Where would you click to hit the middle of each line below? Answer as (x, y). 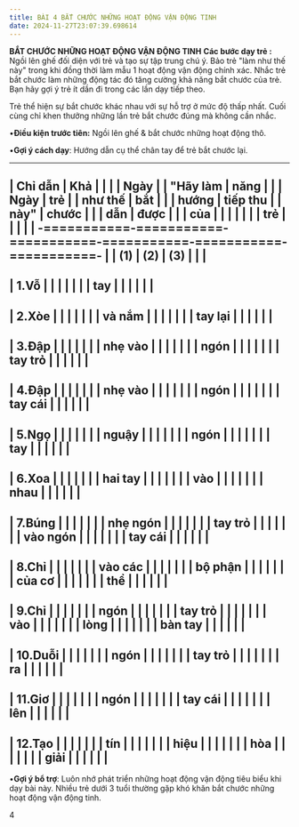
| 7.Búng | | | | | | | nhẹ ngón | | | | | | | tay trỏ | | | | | (148, 522)
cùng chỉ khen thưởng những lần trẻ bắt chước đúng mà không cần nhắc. (143, 116)
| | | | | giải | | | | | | (59, 757)
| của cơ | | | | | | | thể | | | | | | (89, 581)
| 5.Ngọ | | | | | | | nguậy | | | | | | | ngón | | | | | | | (140, 434)
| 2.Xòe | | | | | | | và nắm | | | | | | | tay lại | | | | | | (141, 316)
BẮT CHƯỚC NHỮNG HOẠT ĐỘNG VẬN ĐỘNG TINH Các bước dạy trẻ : (141, 51)
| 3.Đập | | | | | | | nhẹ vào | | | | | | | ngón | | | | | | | (145, 346)
